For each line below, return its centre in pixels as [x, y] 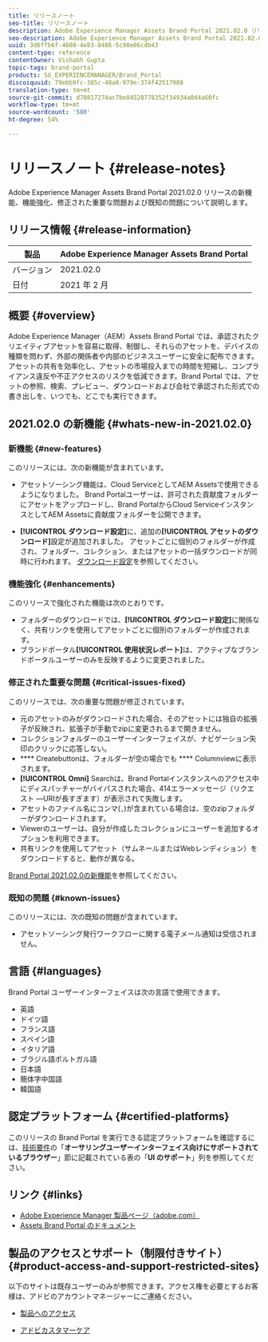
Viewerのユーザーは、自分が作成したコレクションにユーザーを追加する [136, 828]
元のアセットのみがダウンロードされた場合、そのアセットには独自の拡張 [138, 718]
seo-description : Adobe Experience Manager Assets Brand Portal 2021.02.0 [135, 38]
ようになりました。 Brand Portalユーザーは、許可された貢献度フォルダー [139, 494]
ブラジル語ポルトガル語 [58, 1058]
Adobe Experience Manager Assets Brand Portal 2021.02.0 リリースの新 [127, 192]
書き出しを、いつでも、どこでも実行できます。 [85, 396]
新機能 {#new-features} [55, 448]
